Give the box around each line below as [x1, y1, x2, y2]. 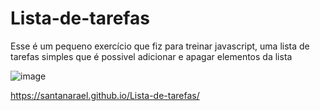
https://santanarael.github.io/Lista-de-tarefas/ [10, 89, 200, 101]
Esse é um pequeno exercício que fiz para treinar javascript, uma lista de [10, 40, 310, 52]
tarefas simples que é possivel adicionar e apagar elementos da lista [10, 50, 293, 62]
